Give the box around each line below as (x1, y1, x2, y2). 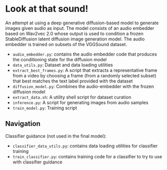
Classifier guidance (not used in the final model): (5, 133, 107, 139)
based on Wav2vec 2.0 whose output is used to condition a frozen (5, 30, 144, 36)
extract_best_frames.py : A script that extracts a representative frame (12, 67, 158, 73)
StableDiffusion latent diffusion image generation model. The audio (5, 36, 145, 42)
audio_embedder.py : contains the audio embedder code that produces (12, 51, 157, 57)
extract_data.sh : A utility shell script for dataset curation (12, 94, 132, 100)
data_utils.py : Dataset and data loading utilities (12, 62, 113, 68)
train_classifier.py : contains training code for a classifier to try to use (12, 153, 162, 159)
